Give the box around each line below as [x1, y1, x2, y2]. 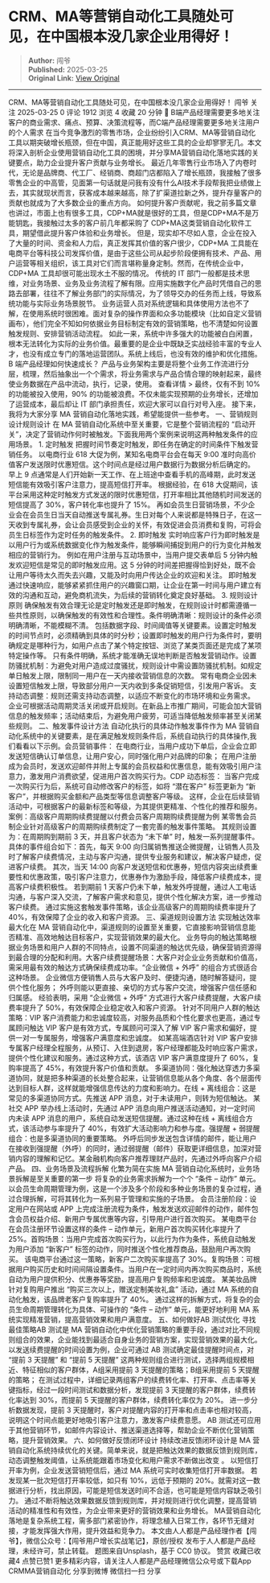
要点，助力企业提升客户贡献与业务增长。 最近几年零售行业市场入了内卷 [14, 158, 250, 167]
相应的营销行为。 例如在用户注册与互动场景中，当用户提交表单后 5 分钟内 [8, 550, 252, 559]
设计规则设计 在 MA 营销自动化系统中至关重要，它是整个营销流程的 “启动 [8, 419, 249, 429]
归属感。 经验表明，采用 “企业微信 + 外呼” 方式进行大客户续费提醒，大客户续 [8, 992, 262, 1002]
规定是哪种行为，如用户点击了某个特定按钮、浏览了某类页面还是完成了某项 [14, 641, 262, 650]
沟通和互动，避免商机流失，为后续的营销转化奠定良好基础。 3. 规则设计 [22, 590, 259, 600]
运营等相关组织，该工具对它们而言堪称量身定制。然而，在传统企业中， [14, 258, 247, 268]
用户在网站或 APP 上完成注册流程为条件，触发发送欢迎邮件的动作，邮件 [14, 1204, 252, 1214]
